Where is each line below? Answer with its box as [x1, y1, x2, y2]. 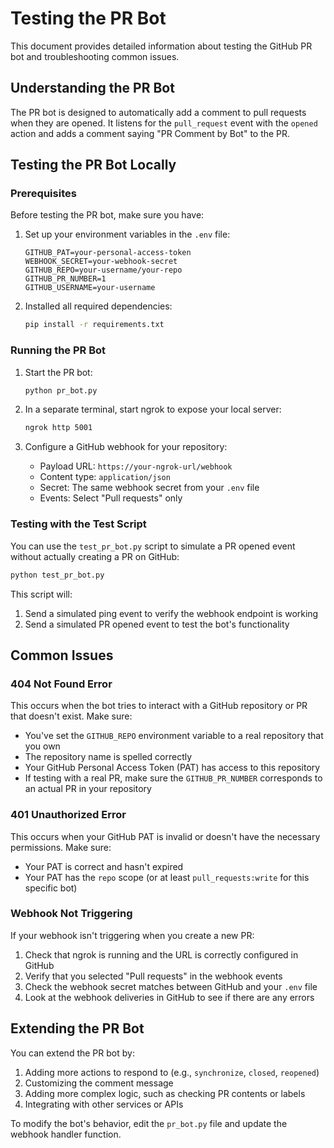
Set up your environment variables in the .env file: [24, 228, 231, 241]
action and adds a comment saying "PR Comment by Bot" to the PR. [10, 127, 291, 139]
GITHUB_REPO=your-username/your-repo [24, 265, 183, 276]
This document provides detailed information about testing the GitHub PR [10, 40, 313, 52]
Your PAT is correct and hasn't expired [24, 860, 184, 872]
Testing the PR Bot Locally [10, 157, 177, 174]
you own [24, 740, 61, 752]
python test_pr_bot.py [10, 570, 105, 580]
